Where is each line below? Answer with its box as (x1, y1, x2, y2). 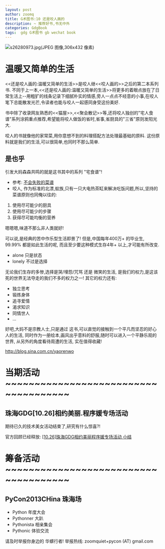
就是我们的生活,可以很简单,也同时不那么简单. (9, 139, 100, 145)
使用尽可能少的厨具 (12, 202, 52, 208)
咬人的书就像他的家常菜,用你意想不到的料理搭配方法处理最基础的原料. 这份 (5, 132, 156, 138)
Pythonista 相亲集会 (12, 521, 53, 527)
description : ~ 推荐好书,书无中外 (5, 21, 70, 26)
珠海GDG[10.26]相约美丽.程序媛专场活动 (5, 409, 129, 418)
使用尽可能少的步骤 (12, 208, 52, 214)
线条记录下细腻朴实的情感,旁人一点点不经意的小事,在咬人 (43, 93, 159, 99)
